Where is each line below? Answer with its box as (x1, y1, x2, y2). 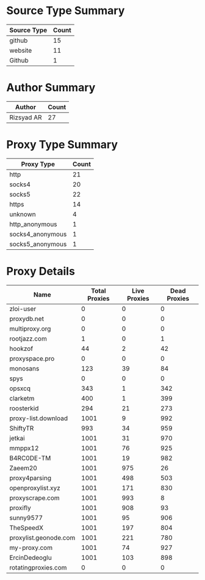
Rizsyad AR (9, 113, 42, 121)
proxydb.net (9, 314, 45, 323)
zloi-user (9, 304, 37, 313)
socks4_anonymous (9, 230, 67, 238)
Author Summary (6, 81, 96, 95)
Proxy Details (6, 265, 75, 278)
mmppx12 (9, 443, 39, 452)
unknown (9, 209, 36, 218)
